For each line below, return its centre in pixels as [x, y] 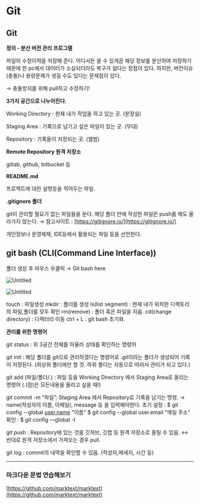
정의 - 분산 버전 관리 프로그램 [39, 48]
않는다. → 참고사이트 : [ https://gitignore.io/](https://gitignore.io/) [99, 221]
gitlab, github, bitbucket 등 [38, 164]
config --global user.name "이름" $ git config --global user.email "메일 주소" [98, 412]
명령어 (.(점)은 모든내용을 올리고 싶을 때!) [54, 384]
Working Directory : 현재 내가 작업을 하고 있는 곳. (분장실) [74, 114]
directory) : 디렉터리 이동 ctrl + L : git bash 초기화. [66, 319]
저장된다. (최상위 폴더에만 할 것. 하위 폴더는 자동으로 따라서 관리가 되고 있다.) [101, 364]
